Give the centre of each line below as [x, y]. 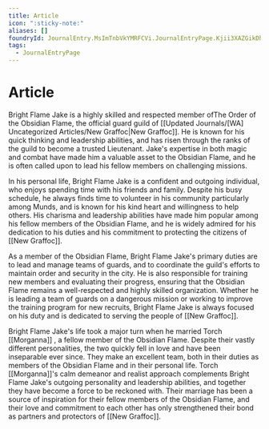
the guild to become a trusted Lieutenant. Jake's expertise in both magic [128, 148]
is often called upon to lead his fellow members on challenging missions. [128, 166]
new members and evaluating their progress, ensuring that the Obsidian [127, 282]
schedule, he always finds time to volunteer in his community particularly [129, 198]
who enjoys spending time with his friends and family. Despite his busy [125, 190]
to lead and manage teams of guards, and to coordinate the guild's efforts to [134, 264]
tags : [17, 46]
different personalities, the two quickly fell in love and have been [115, 348]
